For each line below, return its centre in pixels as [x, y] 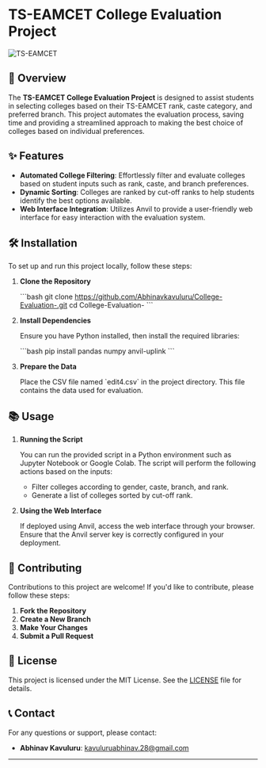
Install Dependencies [55, 321]
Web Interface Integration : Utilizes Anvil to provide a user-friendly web [136, 208]
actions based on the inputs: [66, 472]
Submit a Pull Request [56, 636]
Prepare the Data [48, 367]
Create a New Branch [55, 619]
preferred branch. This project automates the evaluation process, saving [126, 114]
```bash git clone [46, 297]
